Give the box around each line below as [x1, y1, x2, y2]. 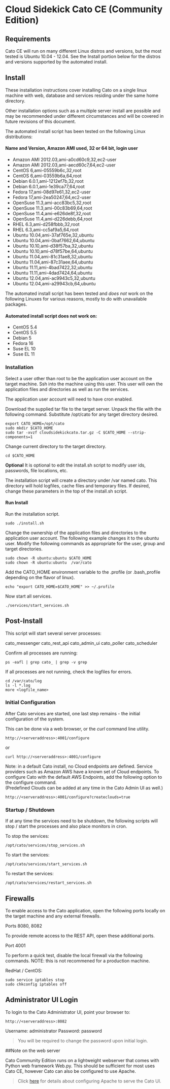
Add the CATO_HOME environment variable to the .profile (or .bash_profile [5, 569, 161, 575]
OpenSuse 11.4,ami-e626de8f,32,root [12, 211, 91, 217]
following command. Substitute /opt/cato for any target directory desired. [5, 411, 158, 417]
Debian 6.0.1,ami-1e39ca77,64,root [12, 184, 85, 190]
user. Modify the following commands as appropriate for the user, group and [5, 540, 165, 546]
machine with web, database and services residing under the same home [5, 92, 159, 98]
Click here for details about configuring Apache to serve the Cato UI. [17, 1078, 161, 1084]
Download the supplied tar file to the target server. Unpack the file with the [5, 406, 161, 412]
